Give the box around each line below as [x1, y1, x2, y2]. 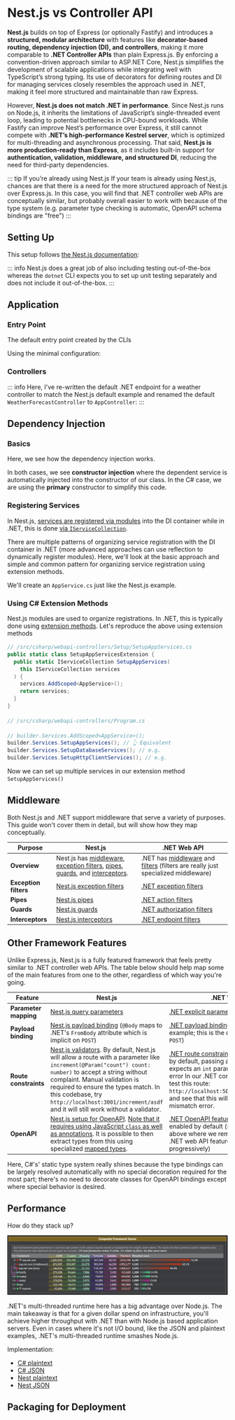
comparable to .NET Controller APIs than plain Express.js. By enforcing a [7, 50, 219, 59]
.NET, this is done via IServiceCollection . [7, 523, 128, 533]
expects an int [169, 1064, 212, 1072]
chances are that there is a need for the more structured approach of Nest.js [7, 181, 227, 190]
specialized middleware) [141, 869, 212, 877]
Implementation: [7, 1345, 55, 1354]
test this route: [169, 1079, 211, 1088]
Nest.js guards [55, 905, 98, 914]
